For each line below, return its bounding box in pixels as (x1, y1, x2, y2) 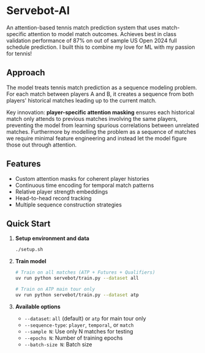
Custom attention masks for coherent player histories (15, 175, 150, 182)
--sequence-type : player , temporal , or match (24, 321, 134, 329)
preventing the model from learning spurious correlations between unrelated (6, 122, 199, 129)
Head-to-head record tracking (15, 194, 92, 202)
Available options (15, 303, 61, 310)
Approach (6, 68, 45, 78)
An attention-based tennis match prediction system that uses (6, 24, 160, 31)
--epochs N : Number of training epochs (24, 334, 124, 341)
